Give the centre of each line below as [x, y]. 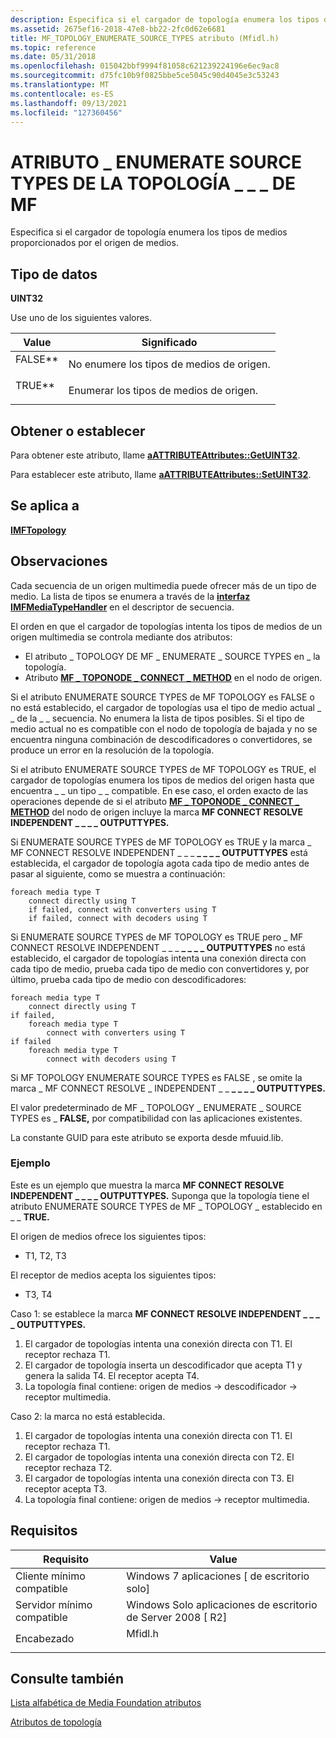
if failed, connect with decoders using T [118, 918]
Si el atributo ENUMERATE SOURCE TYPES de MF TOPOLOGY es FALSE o [162, 697]
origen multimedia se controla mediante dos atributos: [121, 637]
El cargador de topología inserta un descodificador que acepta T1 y [163, 1365]
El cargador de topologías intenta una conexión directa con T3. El [159, 1478]
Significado [169, 343]
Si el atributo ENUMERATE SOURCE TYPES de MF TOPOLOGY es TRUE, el [163, 769]
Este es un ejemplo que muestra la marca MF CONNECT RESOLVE [147, 1185]
